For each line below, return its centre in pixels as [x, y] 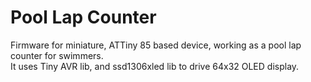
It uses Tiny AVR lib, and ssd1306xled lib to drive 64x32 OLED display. [155, 66]
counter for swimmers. [57, 55]
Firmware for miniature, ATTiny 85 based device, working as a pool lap [156, 45]
